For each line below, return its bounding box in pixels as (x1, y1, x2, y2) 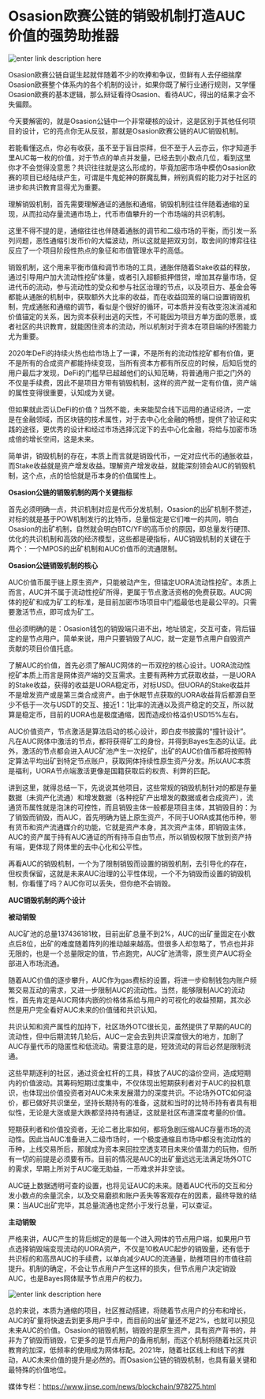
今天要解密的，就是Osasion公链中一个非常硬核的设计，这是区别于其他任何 (8, 116, 249, 126)
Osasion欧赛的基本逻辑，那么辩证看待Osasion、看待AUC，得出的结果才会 (8, 89, 248, 99)
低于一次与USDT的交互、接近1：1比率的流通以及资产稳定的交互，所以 (21, 700, 247, 709)
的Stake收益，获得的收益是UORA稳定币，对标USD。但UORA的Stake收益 (8, 680, 244, 690)
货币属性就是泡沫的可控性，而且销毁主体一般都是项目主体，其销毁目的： (14, 803, 250, 812)
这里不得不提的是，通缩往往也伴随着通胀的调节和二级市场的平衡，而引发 (8, 226, 243, 235)
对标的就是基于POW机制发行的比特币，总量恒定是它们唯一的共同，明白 (8, 514, 239, 524)
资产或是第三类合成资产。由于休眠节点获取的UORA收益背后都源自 (35, 690, 249, 699)
